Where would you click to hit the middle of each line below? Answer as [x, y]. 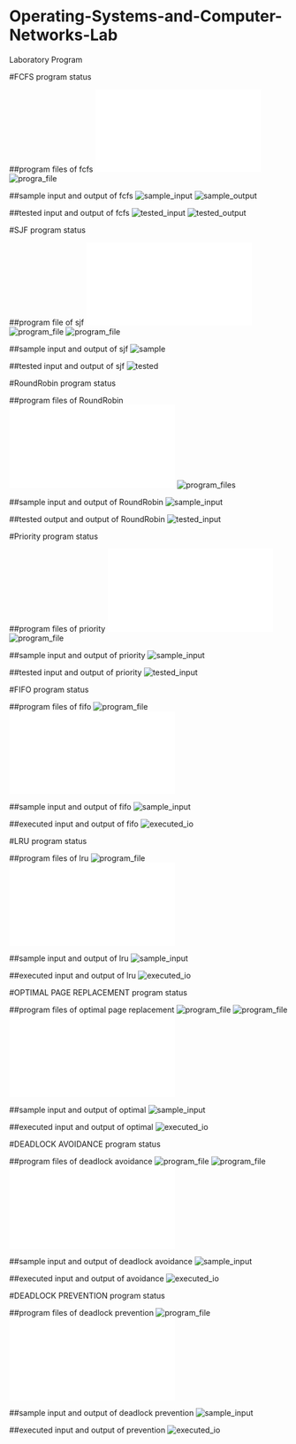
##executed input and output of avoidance [87, 1278]
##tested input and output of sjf [67, 365]
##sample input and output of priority [77, 655]
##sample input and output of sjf [69, 349]
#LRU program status [48, 841]
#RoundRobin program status [63, 383]
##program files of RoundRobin [66, 400]
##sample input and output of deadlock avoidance [101, 1261]
